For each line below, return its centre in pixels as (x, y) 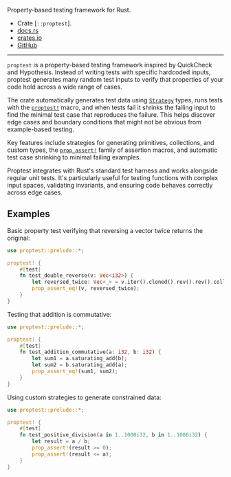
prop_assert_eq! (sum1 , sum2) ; (75, 371)
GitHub (27, 45)
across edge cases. (35, 192)
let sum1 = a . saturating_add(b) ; (80, 359)
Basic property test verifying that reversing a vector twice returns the (105, 230)
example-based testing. (41, 129)
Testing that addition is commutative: (59, 314)
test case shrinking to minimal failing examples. (74, 157)
